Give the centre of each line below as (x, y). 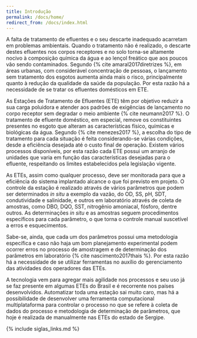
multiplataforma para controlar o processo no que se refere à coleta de (92, 305)
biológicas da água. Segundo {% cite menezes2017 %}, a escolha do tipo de (99, 132)
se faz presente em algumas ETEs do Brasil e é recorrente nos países (90, 286)
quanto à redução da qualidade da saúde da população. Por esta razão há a (98, 83)
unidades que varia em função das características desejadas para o (88, 158)
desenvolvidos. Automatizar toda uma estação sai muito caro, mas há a (93, 292)
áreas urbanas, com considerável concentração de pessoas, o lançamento (96, 71)
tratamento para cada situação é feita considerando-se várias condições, (95, 139)
